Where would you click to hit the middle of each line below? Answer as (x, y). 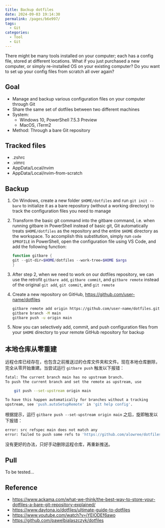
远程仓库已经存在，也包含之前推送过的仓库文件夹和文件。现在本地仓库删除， (82, 362)
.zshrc (19, 158)
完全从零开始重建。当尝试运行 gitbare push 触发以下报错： (65, 368)
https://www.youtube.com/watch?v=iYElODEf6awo (64, 515)
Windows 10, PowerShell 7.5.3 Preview (58, 120)
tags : (11, 23)
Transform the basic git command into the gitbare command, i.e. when (83, 221)
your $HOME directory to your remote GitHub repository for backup (78, 332)
